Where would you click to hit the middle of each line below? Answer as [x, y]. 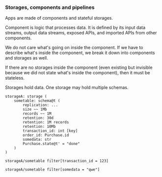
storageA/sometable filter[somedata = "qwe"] [52, 170]
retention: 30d [38, 118]
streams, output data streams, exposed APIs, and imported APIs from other [81, 33]
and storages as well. [27, 58]
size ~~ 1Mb [35, 110]
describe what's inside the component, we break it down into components [80, 53]
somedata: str [37, 140]
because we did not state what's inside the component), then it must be [78, 73]
